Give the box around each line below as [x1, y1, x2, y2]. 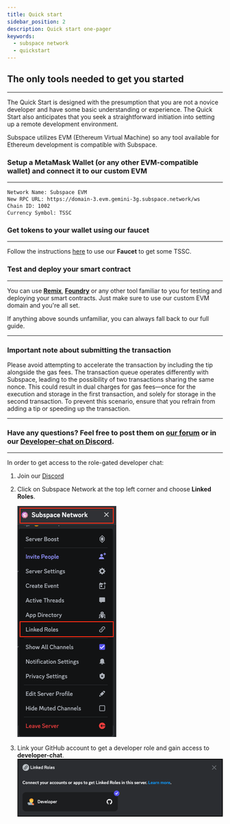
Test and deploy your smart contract [7, 265, 131, 274]
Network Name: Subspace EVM [7, 189, 88, 196]
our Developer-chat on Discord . [7, 436, 114, 446]
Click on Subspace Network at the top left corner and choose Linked [16, 485, 212, 494]
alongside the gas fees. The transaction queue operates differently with [7, 368, 209, 376]
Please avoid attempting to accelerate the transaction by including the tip [7, 361, 214, 369]
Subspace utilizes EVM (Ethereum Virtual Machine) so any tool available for [7, 133, 220, 141]
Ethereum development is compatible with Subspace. [7, 141, 157, 149]
